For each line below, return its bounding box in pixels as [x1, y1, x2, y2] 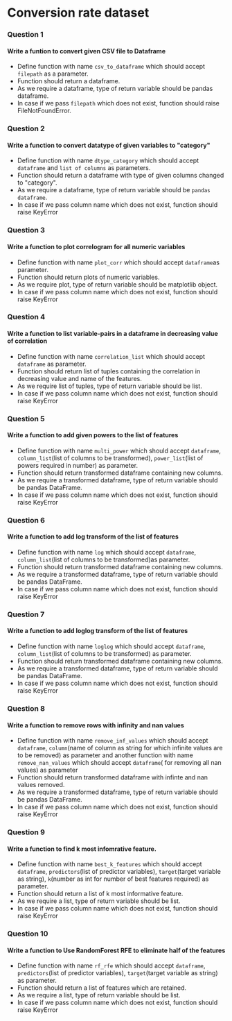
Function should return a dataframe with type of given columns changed [17, 171, 224, 180]
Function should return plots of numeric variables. [17, 273, 160, 281]
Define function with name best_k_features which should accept [17, 860, 202, 868]
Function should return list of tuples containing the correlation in [17, 366, 201, 376]
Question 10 [7, 929, 48, 938]
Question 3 [7, 226, 45, 235]
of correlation [7, 337, 47, 345]
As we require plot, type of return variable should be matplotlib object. [17, 280, 218, 289]
